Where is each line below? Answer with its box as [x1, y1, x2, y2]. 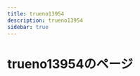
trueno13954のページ [7, 56, 134, 72]
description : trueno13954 [7, 17, 83, 24]
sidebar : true [7, 23, 49, 30]
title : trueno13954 [7, 10, 65, 18]
